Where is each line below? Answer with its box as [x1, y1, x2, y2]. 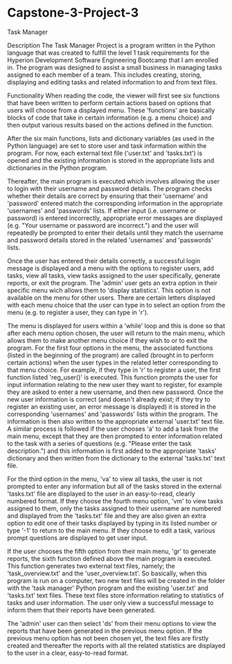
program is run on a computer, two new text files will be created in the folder [7, 576, 226, 584]
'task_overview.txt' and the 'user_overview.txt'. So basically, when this [7, 569, 208, 577]
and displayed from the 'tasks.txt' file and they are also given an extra [7, 511, 206, 520]
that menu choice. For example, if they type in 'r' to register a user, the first [7, 366, 221, 374]
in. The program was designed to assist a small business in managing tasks [7, 63, 222, 71]
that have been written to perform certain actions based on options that [7, 98, 211, 107]
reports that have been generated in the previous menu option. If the [7, 627, 203, 635]
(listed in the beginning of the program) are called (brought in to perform [7, 351, 214, 359]
